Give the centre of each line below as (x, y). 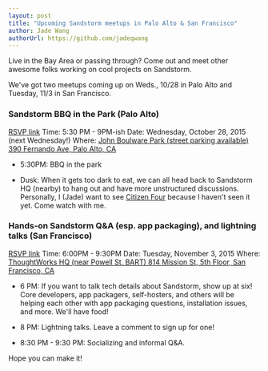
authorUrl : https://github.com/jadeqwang (78, 38)
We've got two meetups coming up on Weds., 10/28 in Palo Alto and (120, 85)
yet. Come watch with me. (63, 205)
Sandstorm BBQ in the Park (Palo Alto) (84, 115)
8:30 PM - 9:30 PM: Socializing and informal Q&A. (102, 342)
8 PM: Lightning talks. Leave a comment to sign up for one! (117, 327)
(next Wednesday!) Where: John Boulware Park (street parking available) (129, 140)
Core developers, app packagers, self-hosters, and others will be (127, 294)
